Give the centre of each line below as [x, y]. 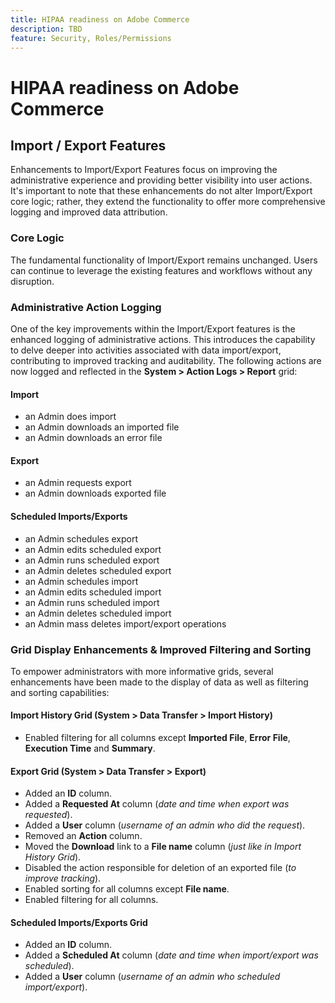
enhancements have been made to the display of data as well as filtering [159, 682]
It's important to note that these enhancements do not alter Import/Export [161, 191]
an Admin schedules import [81, 581]
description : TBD [46, 29]
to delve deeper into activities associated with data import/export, [146, 350]
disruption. [32, 281]
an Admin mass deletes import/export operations [125, 623]
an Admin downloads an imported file [102, 427]
